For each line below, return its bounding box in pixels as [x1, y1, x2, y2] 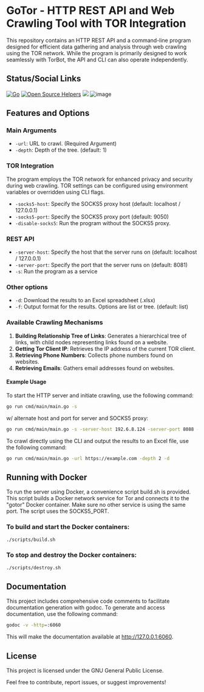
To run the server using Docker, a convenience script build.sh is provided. [6, 488, 191, 495]
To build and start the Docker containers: [6, 523, 130, 531]
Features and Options [6, 108, 90, 118]
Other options [6, 283, 49, 291]
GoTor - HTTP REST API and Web [6, 4, 175, 18]
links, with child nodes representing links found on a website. [15, 338, 168, 346]
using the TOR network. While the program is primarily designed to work [6, 49, 187, 56]
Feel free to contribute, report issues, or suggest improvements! [6, 679, 166, 686]
